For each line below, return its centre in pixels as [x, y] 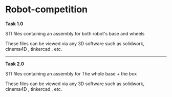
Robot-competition [47, 9]
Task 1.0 [14, 24]
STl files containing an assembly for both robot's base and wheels [75, 33]
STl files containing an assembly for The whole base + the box [71, 73]
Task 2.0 [15, 64]
